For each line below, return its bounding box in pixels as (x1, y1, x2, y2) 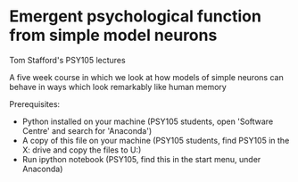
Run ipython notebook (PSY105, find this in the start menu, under (21, 153, 261, 164)
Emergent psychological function (9, 6, 261, 27)
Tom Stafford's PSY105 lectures (9, 54, 127, 65)
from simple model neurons (9, 25, 218, 45)
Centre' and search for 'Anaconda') (21, 125, 153, 136)
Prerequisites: (9, 98, 61, 109)
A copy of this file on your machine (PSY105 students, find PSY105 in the (21, 135, 290, 145)
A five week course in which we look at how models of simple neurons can (9, 71, 284, 82)
